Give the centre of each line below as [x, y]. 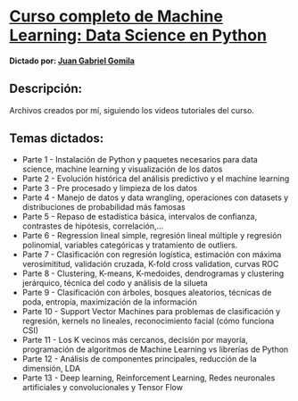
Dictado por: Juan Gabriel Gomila [72, 61]
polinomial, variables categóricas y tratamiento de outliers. [130, 245]
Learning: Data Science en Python [138, 35]
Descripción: [46, 89]
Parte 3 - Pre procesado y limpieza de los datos [110, 188]
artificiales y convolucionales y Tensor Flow [102, 388]
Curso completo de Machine [116, 17]
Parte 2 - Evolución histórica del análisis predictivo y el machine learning [156, 179]
